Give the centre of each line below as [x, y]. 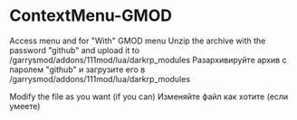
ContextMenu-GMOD [91, 16]
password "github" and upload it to [75, 50]
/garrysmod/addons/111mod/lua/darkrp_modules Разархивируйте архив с [148, 60]
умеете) [25, 106]
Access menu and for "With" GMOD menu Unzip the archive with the [138, 41]
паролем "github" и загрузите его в [77, 69]
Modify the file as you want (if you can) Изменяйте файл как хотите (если [149, 97]
